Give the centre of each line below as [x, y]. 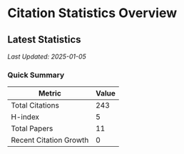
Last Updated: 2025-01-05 [47, 56]
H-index [25, 117]
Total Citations [35, 106]
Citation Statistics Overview [92, 13]
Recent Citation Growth [50, 140]
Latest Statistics [44, 40]
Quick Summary [36, 75]
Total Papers [32, 128]
